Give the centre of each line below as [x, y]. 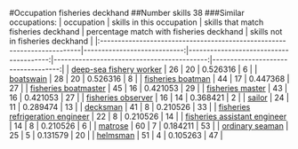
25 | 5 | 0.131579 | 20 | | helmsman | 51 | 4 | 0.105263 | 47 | [116, 135]
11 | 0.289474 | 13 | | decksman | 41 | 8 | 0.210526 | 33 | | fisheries [130, 107]
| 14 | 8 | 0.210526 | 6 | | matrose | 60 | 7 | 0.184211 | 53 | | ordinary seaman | [149, 126]
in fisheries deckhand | [51, 41]
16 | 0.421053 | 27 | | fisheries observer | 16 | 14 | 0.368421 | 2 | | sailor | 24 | [149, 98]
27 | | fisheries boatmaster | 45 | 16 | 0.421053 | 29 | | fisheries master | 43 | [148, 88]
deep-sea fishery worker [117, 69]
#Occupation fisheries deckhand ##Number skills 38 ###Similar [127, 13]
